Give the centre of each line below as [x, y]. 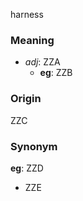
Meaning [32, 40]
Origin [26, 99]
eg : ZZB [56, 73]
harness [27, 14]
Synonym [34, 146]
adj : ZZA [42, 62]
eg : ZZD [27, 168]
